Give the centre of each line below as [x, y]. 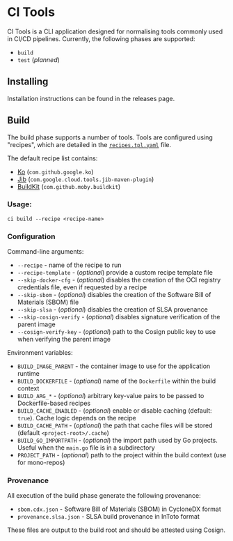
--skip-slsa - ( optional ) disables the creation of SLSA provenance [113, 310]
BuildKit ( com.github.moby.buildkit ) [69, 186]
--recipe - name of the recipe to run [69, 265]
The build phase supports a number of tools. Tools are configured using [110, 137]
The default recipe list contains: [53, 158]
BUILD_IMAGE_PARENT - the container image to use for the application [114, 366]
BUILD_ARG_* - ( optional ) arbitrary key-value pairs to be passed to [111, 396]
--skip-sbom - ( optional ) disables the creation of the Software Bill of [114, 295]
